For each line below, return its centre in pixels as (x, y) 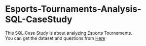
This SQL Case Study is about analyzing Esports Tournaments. (69, 33)
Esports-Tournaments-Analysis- (73, 9)
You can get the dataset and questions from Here (55, 38)
